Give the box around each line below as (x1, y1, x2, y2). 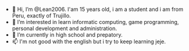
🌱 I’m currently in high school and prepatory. (11, 31, 123, 38)
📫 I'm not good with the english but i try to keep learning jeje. (11, 38, 166, 45)
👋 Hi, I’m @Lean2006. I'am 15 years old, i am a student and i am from (11, 6, 184, 13)
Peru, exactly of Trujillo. (11, 12, 71, 19)
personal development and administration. (11, 25, 118, 32)
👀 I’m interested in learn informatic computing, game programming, (11, 19, 179, 25)
